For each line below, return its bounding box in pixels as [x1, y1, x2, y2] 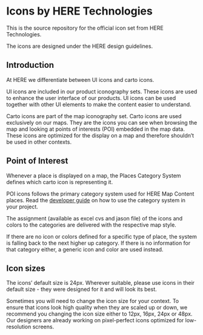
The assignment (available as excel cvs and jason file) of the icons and [6, 214, 183, 222]
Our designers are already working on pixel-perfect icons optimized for [6, 317, 184, 324]
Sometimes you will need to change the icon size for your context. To [6, 297, 179, 305]
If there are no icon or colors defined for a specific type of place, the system [6, 233, 197, 240]
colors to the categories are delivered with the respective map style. [6, 221, 177, 228]
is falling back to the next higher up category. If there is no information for [6, 239, 191, 247]
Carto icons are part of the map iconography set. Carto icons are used [6, 112, 182, 119]
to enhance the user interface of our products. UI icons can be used [6, 94, 176, 101]
